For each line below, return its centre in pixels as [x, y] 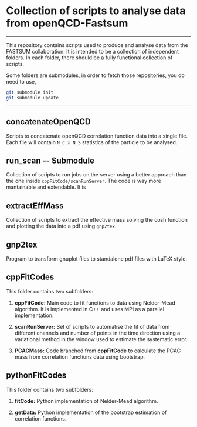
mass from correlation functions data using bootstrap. [80, 356]
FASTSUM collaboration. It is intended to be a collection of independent [92, 51]
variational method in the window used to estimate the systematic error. [101, 339]
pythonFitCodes [36, 376]
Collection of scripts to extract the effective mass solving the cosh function [97, 220]
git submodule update [33, 98]
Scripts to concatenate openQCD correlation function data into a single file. [97, 136]
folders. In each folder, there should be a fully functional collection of [89, 58]
